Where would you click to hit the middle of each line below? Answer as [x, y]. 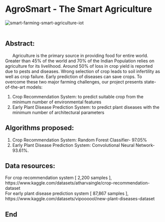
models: [34, 87]
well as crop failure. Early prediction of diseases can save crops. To [74, 76]
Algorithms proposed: [40, 128]
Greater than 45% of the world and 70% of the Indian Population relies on [80, 61]
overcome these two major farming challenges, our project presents [74, 82]
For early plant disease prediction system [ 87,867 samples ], [67, 193]
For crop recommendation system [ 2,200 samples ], [59, 178]
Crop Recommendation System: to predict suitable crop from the [78, 96]
